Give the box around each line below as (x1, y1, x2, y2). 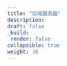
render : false (10, 36, 51, 43)
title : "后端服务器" (7, 10, 61, 17)
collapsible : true (7, 42, 60, 49)
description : (7, 16, 45, 23)
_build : (7, 29, 30, 36)
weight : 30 (7, 49, 39, 56)
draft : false (7, 23, 45, 30)
